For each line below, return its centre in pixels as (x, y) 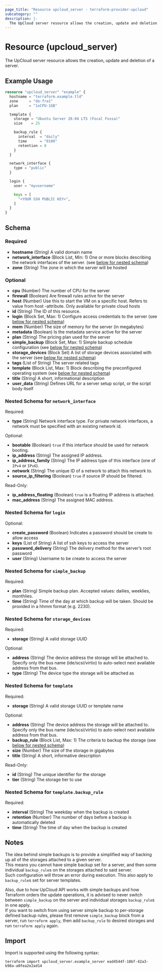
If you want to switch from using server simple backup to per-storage (74, 910)
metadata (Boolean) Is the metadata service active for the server (77, 332)
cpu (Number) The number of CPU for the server (61, 291)
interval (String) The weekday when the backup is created (71, 812)
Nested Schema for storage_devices (48, 619)
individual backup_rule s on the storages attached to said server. (69, 870)
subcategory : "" (21, 14)
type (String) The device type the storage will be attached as (73, 673)
